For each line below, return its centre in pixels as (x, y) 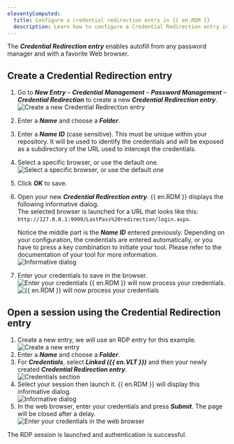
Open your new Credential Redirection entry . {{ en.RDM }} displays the (120, 197)
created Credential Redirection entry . (72, 369)
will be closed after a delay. (56, 414)
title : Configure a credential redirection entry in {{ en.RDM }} (112, 20)
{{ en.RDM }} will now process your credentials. (158, 283)
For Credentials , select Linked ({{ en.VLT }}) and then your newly (112, 362)
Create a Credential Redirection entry (90, 76)
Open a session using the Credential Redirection (114, 312)
